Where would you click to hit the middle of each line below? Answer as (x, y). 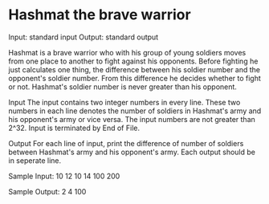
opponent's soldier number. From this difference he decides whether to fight (134, 78)
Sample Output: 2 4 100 (47, 191)
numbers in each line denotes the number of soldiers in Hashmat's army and (135, 111)
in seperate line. (35, 160)
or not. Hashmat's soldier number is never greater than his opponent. (122, 87)
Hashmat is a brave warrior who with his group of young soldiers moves (127, 52)
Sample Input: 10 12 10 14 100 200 (64, 176)
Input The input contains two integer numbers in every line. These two (124, 102)
